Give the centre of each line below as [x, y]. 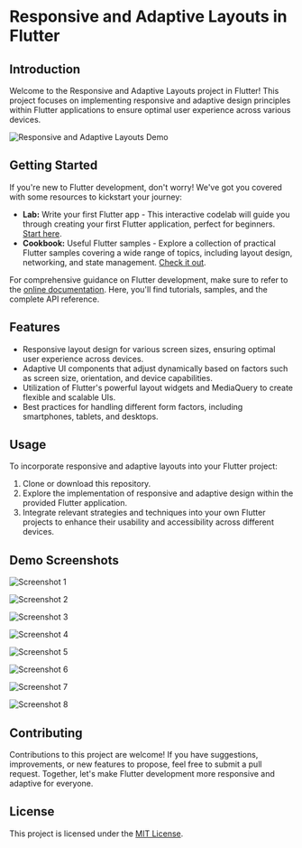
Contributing [46, 733]
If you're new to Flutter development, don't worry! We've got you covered [146, 187]
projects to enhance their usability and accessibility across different [148, 522]
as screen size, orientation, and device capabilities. [118, 377]
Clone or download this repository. [87, 484]
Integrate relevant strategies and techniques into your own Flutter [144, 513]
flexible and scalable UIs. [69, 397]
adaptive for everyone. [51, 784]
